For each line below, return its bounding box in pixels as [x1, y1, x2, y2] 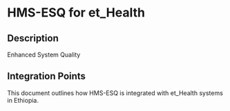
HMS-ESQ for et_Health [7, 5, 145, 21]
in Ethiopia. [7, 96, 39, 104]
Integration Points [7, 70, 86, 82]
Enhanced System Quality [7, 50, 81, 59]
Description [7, 32, 59, 44]
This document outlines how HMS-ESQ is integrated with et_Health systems [7, 88, 223, 97]
